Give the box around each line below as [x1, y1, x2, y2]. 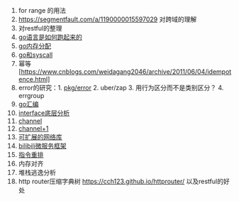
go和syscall [18, 50, 53, 59]
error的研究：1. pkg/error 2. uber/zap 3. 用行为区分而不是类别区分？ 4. [18, 84, 224, 92]
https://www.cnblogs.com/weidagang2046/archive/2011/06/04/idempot [21, 67, 232, 76]
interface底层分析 [18, 109, 70, 117]
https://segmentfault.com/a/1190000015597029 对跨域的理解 [18, 15, 197, 23]
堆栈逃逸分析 [18, 168, 56, 176]
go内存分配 [18, 42, 52, 50]
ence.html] [18, 75, 50, 83]
